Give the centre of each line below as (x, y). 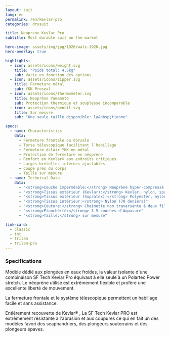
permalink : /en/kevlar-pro (34, 19)
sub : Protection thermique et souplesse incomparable (72, 103)
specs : (12, 126)
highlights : (18, 61)
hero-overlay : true (26, 52)
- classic (20, 229)
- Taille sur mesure (40, 173)
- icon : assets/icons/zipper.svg (45, 80)
